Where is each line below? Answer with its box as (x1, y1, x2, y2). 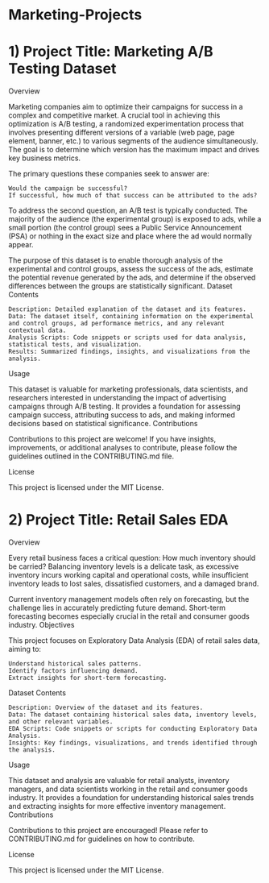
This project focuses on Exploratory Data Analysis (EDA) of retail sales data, (8, 636, 260, 645)
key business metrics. (8, 153, 81, 163)
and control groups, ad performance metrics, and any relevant (8, 320, 226, 328)
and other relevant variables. (8, 718, 114, 726)
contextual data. (8, 326, 67, 335)
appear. (8, 240, 34, 250)
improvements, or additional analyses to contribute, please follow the (8, 443, 238, 453)
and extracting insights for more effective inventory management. (8, 802, 226, 811)
